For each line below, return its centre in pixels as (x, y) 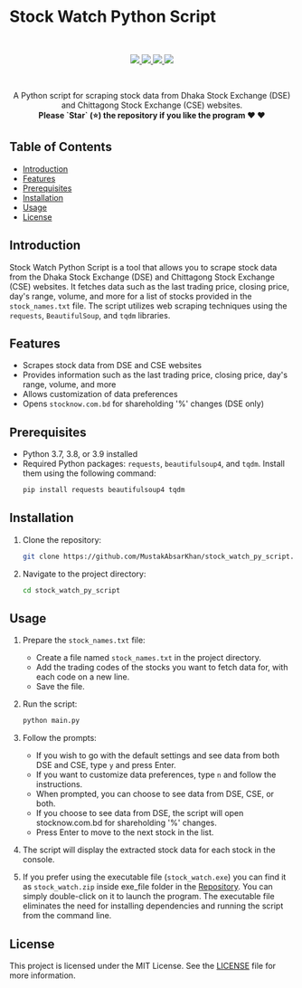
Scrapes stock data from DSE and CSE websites (112, 366)
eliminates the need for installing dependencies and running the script (153, 906)
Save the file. (61, 687)
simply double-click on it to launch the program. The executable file (148, 897)
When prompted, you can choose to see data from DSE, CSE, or (155, 794)
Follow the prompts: (59, 738)
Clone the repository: (62, 539)
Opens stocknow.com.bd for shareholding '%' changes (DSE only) (143, 404)
